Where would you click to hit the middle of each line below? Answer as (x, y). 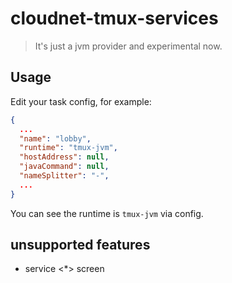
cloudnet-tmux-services (114, 18)
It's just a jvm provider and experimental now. (128, 46)
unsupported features (80, 245)
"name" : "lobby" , (55, 138)
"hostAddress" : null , (64, 157)
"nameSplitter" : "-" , (64, 176)
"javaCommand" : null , (64, 167)
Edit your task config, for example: (81, 101)
